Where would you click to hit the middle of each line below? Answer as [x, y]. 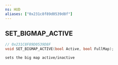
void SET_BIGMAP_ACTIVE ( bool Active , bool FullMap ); [59, 49]
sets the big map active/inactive [40, 58]
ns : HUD [13, 9]
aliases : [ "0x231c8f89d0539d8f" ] [39, 14]
